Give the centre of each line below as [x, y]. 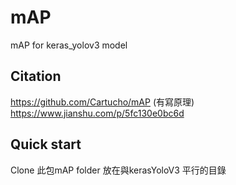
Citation [36, 76]
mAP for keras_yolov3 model [69, 45]
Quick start [46, 144]
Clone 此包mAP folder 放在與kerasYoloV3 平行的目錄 [118, 170]
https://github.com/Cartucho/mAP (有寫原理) [102, 102]
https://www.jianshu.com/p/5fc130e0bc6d [97, 113]
